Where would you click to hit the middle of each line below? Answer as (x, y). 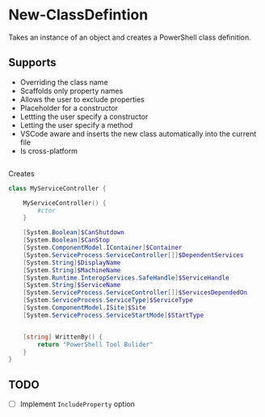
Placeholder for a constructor (69, 107)
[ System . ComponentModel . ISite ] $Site (85, 308)
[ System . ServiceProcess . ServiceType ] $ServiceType (108, 301)
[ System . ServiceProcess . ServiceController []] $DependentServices (133, 255)
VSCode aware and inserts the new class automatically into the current (138, 133)
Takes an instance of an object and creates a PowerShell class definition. (130, 37)
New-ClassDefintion (78, 15)
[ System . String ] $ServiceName (72, 285)
